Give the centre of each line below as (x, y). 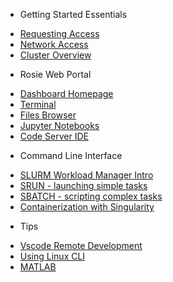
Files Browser (48, 115)
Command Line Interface (71, 155)
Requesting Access (59, 33)
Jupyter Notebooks (59, 125)
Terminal (38, 104)
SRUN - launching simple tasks (83, 185)
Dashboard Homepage (66, 93)
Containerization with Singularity (87, 207)
